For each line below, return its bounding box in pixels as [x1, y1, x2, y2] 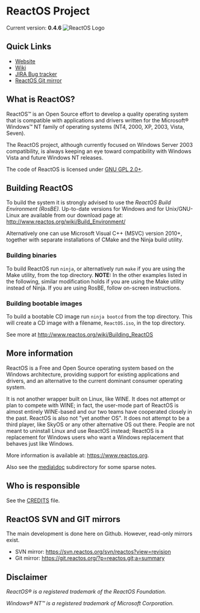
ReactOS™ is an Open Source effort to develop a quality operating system [6, 110, 189, 117]
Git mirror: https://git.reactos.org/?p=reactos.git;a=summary [14, 555, 165, 562]
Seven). [6, 129, 26, 137]
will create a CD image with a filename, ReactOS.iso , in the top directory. [6, 319, 186, 326]
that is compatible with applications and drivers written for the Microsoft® [6, 116, 189, 124]
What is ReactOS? [6, 95, 75, 105]
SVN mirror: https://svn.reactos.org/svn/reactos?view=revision [14, 548, 172, 555]
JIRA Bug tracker [14, 70, 57, 78]
